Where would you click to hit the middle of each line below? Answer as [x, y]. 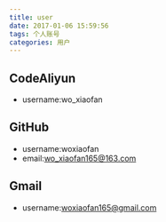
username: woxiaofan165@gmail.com [89, 207]
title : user [31, 17]
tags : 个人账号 [35, 34]
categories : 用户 [40, 42]
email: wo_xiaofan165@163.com [79, 158]
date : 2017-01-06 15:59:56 [59, 26]
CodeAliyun [43, 78]
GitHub [29, 127]
